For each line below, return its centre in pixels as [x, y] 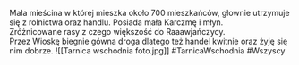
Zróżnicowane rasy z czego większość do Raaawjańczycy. [117, 32]
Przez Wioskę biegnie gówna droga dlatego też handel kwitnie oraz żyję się [149, 41]
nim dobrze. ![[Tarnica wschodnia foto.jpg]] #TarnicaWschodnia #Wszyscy [147, 51]
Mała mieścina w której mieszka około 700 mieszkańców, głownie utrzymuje [149, 13]
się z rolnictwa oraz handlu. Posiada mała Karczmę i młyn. [116, 22]
